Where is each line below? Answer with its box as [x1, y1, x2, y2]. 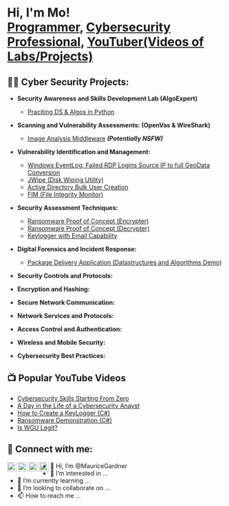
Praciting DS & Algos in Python [27, 108, 115, 116]
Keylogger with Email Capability [27, 232, 118, 240]
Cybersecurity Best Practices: [17, 352, 106, 359]
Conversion [27, 169, 61, 176]
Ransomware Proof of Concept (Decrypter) [27, 224, 150, 232]
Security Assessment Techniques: [17, 204, 118, 211]
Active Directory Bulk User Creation [27, 183, 129, 191]
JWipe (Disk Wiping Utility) [27, 176, 104, 184]
